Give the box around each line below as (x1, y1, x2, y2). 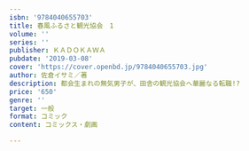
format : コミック (9, 112, 68, 121)
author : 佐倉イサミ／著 (9, 71, 88, 80)
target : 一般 (9, 104, 55, 113)
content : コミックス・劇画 (9, 121, 98, 130)
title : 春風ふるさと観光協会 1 (9, 21, 114, 30)
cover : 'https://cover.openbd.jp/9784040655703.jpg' (9, 63, 208, 72)
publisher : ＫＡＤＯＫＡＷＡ (9, 46, 106, 55)
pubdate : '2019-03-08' (9, 54, 93, 63)
